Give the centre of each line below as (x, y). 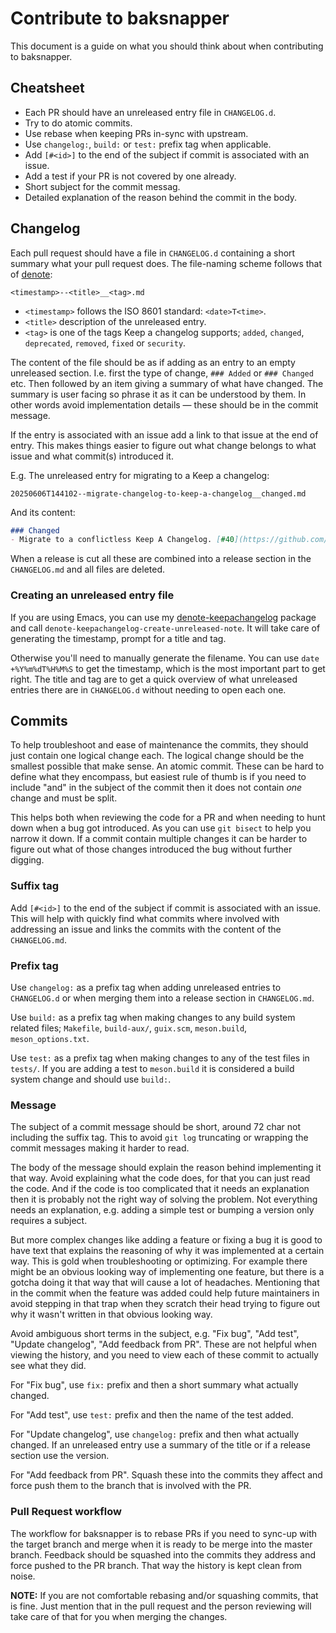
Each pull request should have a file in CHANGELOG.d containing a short (153, 253)
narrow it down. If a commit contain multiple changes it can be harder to (159, 839)
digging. (27, 860)
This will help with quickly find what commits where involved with (145, 918)
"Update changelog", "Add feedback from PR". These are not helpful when (163, 1344)
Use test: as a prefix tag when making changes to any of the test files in (160, 1058)
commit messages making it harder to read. (100, 1148)
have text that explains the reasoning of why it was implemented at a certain (167, 1251)
